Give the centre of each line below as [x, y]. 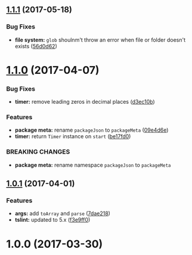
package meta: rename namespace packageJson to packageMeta [93, 165]
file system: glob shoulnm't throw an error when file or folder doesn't [100, 40]
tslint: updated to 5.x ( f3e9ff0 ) [52, 220]
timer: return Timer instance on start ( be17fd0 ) [73, 136]
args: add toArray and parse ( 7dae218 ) [62, 213]
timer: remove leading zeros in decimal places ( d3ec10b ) [85, 102]
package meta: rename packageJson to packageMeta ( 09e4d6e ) [92, 130]
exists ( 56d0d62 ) [36, 46]
